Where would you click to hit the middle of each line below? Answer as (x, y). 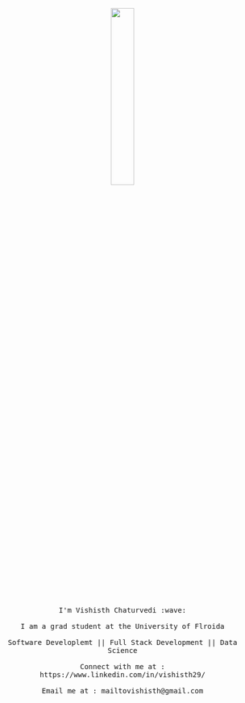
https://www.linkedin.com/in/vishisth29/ (122, 674)
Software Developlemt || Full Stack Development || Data (122, 642)
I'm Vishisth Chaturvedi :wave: (122, 610)
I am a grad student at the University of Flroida (122, 626)
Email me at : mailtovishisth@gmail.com (122, 691)
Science (122, 650)
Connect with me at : (122, 666)
